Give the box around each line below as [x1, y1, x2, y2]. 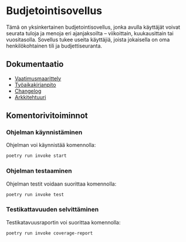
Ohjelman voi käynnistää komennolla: [6, 142, 96, 149]
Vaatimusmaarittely [14, 75, 62, 82]
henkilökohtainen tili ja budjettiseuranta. [6, 42, 103, 49]
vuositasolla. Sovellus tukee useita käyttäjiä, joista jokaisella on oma [6, 36, 170, 43]
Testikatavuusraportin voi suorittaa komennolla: [6, 219, 121, 226]
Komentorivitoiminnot [6, 110, 88, 121]
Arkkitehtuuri [14, 93, 46, 100]
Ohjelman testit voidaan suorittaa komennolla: [6, 180, 117, 187]
